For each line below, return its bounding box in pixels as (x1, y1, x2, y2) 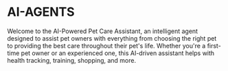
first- (207, 41, 221, 50)
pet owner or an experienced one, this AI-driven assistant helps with (21, 49, 215, 57)
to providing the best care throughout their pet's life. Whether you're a (7, 41, 206, 50)
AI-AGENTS (7, 4, 75, 20)
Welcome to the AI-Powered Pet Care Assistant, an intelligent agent (7, 27, 198, 35)
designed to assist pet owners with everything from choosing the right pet (7, 34, 217, 42)
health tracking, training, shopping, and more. (7, 56, 136, 64)
